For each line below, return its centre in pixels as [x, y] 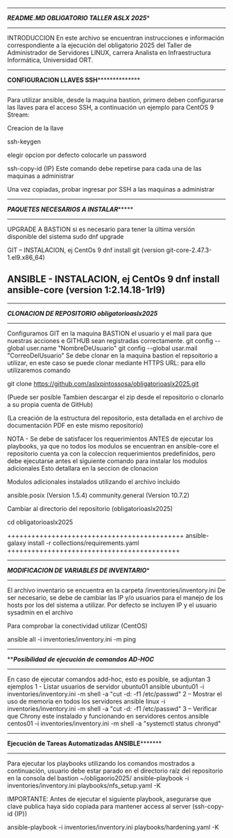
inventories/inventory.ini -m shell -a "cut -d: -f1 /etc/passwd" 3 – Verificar [112, 708]
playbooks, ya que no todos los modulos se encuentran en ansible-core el [113, 446]
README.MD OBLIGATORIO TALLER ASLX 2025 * [79, 18]
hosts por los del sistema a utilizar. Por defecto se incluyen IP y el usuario [112, 605]
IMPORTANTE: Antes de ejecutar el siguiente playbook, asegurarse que [109, 798]
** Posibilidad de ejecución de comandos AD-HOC [81, 659]
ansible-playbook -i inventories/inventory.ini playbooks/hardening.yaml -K [113, 827]
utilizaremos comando [39, 370]
